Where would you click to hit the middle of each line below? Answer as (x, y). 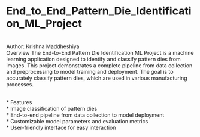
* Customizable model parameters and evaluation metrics (77, 121)
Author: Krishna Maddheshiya (43, 46)
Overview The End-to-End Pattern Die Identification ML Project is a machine (100, 52)
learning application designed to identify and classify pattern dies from (93, 59)
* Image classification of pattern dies (52, 108)
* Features (19, 102)
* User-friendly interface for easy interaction (61, 127)
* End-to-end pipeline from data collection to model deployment (85, 115)
